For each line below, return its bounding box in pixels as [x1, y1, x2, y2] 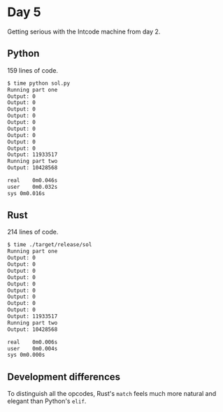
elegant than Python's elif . [7, 397, 87, 406]
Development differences [7, 371, 121, 383]
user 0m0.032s [7, 183, 58, 190]
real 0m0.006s [7, 339, 58, 346]
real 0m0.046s [7, 177, 58, 184]
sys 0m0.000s [7, 351, 45, 359]
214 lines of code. [7, 228, 59, 236]
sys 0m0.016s [7, 190, 45, 197]
